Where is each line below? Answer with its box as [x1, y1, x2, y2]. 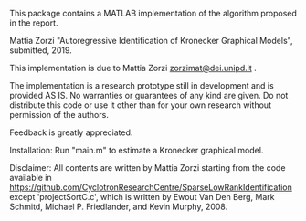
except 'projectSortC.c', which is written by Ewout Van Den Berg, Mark [9, 192, 275, 202]
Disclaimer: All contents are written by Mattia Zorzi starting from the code [9, 163, 286, 173]
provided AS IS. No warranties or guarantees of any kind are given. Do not [9, 90, 289, 100]
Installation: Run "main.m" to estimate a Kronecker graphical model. [9, 145, 264, 155]
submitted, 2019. [9, 45, 73, 56]
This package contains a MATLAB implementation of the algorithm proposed [9, 8, 297, 18]
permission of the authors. [9, 110, 110, 120]
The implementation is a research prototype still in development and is [9, 80, 274, 90]
